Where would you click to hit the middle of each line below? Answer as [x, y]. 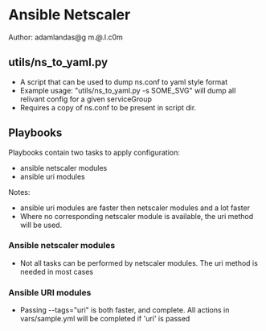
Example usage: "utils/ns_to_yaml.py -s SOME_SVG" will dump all [128, 90]
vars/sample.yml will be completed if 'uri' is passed [105, 319]
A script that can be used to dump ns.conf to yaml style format [124, 81]
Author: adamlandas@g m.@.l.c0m [65, 37]
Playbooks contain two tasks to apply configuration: [94, 152]
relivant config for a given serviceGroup [86, 99]
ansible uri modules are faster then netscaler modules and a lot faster [135, 208]
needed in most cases [57, 271]
